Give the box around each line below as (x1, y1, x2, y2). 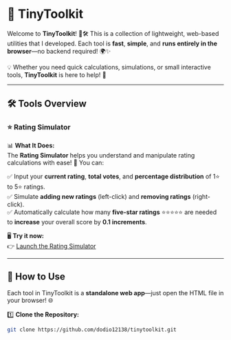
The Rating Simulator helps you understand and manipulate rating (7, 151, 195, 159)
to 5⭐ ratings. (7, 182, 46, 191)
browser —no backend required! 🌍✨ (7, 47, 111, 55)
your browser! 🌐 (7, 296, 54, 305)
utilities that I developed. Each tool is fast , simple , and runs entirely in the (7, 39, 218, 47)
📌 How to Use (7, 271, 65, 283)
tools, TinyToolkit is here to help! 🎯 (7, 70, 107, 78)
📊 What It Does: (7, 141, 55, 149)
